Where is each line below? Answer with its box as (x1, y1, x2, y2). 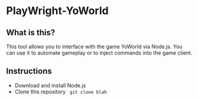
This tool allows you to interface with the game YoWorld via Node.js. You (6, 43, 183, 50)
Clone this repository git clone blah (14, 88, 108, 95)
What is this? (6, 28, 56, 38)
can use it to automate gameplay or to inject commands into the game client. (6, 49, 193, 56)
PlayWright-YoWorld (6, 4, 109, 18)
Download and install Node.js (14, 82, 86, 89)
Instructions (6, 66, 52, 76)
